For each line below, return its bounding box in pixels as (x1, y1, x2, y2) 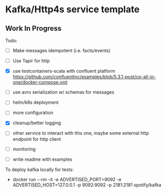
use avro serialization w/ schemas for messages (12, 89, 114, 95)
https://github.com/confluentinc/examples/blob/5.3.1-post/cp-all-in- (12, 74, 156, 80)
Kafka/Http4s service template (5, 4, 140, 15)
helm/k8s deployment (12, 99, 59, 105)
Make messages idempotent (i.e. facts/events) (12, 48, 111, 53)
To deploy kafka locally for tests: (5, 166, 74, 173)
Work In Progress (5, 24, 62, 33)
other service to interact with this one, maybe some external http (12, 130, 149, 136)
